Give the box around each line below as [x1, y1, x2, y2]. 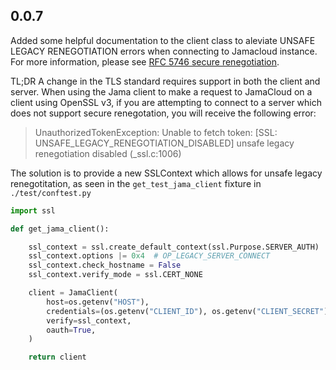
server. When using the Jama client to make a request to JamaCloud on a [10, 85, 313, 98]
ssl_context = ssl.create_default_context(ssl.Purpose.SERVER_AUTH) [28, 242, 320, 252]
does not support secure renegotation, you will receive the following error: [10, 107, 317, 119]
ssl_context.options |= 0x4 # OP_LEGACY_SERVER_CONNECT [28, 251, 271, 261]
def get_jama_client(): [10, 224, 110, 234]
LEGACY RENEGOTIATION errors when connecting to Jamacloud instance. [10, 45, 318, 57]
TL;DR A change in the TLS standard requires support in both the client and [10, 75, 321, 87]
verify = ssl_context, [46, 315, 132, 326]
